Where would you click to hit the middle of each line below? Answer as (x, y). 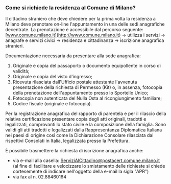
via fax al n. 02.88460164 (40, 177)
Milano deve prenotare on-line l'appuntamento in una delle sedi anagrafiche (85, 24)
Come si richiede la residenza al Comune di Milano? (71, 8)
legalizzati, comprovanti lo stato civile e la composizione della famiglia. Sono (86, 125)
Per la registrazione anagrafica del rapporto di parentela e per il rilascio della (86, 113)
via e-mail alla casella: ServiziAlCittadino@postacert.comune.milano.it (86, 160)
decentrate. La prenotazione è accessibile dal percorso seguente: (75, 30)
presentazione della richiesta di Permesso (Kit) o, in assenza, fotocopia (88, 87)
